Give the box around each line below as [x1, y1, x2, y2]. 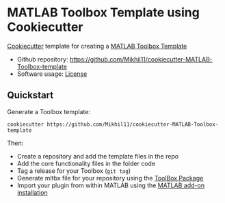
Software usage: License [16, 70, 88, 78]
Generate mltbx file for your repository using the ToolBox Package [16, 174, 204, 182]
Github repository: [16, 55, 68, 63]
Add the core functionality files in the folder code [16, 159, 156, 167]
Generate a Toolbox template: [7, 107, 91, 116]
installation [16, 188, 48, 196]
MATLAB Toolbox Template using [7, 5, 200, 21]
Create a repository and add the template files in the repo [16, 152, 179, 160]
